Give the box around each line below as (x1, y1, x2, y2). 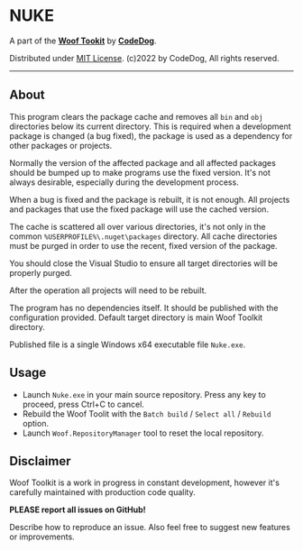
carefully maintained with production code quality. (9, 487, 196, 498)
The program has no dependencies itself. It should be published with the (9, 302, 279, 313)
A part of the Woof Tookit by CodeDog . (9, 35, 157, 46)
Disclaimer (9, 453, 71, 469)
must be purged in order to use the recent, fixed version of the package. (9, 240, 278, 251)
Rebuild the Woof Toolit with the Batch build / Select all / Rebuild (22, 408, 271, 419)
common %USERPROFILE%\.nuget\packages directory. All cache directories (9, 231, 278, 242)
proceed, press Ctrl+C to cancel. (22, 399, 144, 409)
